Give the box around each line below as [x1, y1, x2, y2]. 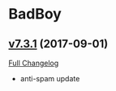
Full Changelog [8, 58, 59, 68]
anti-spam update [19, 74, 80, 83]
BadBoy [8, 5, 62, 23]
